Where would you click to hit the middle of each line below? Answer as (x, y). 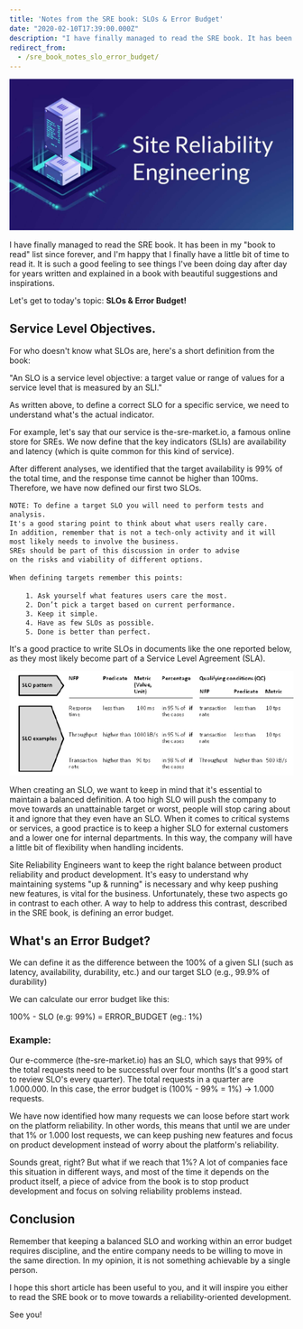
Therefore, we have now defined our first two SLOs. (106, 488)
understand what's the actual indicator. (82, 414)
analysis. (28, 515)
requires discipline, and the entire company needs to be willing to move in (146, 1250)
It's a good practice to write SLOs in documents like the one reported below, (151, 648)
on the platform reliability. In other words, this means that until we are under (150, 1125)
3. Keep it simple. (62, 614)
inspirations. (32, 283)
